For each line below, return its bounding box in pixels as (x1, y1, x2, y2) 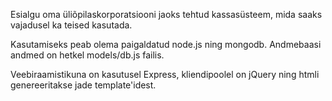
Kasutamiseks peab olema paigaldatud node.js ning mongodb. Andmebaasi (10, 39, 322, 50)
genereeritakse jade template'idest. (10, 79, 157, 91)
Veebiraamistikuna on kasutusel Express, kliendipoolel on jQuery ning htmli (10, 69, 320, 80)
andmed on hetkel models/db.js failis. (10, 49, 165, 61)
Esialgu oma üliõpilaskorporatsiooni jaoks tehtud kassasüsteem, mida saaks (10, 9, 323, 20)
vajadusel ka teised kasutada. (10, 19, 133, 31)
